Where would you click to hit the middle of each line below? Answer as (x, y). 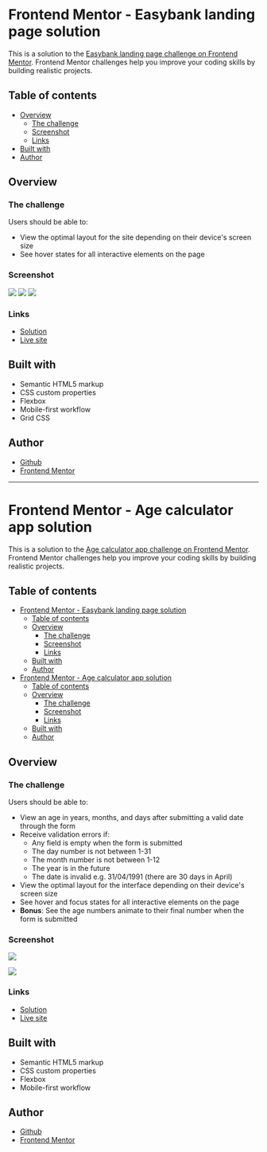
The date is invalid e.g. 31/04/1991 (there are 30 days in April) (132, 877)
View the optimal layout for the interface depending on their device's (132, 885)
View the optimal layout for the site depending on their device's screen (135, 237)
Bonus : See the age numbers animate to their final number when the (132, 911)
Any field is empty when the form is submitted (107, 843)
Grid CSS (35, 418)
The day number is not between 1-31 (91, 851)
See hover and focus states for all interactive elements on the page (130, 902)
